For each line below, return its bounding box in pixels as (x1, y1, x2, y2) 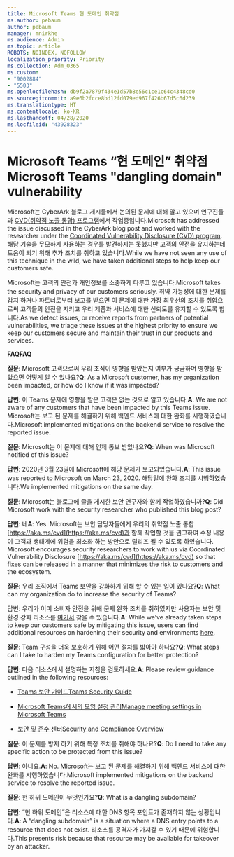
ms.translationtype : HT (7, 102, 77, 109)
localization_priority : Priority (7, 56, 105, 63)
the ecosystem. (7, 568, 52, 576)
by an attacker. (7, 842, 50, 851)
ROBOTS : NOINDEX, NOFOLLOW (7, 50, 86, 57)
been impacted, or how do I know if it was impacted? (7, 381, 159, 390)
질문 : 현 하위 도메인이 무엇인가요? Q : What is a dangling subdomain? (7, 793, 197, 802)
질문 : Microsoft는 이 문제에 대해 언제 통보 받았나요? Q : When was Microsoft (7, 443, 215, 451)
